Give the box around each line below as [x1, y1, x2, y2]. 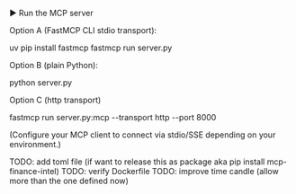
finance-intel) [9, 166, 60, 176]
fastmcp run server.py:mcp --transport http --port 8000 [9, 112, 217, 122]
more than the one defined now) [9, 175, 129, 186]
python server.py [9, 77, 73, 88]
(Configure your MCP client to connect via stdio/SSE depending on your [9, 129, 276, 140]
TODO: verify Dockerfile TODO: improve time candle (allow [61, 166, 279, 176]
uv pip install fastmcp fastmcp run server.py [9, 42, 173, 53]
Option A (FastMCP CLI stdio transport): [9, 25, 157, 35]
